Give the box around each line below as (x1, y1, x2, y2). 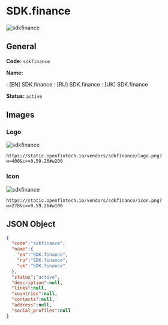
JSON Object (6, 219, 56, 229)
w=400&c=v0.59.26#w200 (6, 158, 63, 165)
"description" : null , (11, 279, 63, 286)
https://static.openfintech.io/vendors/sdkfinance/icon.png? (6, 197, 163, 204)
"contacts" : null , (11, 296, 55, 303)
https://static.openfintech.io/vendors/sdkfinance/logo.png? (6, 153, 163, 159)
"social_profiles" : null (11, 308, 71, 314)
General (6, 41, 37, 52)
